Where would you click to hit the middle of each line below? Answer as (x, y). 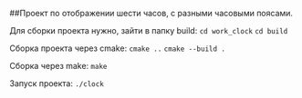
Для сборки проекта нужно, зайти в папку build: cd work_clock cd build (149, 30)
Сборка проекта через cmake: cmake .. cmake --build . (118, 48)
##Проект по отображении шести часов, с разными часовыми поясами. (151, 13)
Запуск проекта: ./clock (57, 83)
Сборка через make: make (58, 66)
